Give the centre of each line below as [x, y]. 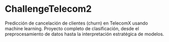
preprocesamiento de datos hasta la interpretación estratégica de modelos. [85, 34]
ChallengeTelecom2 [48, 9]
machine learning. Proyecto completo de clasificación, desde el [72, 28]
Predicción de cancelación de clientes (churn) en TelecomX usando [77, 23]
